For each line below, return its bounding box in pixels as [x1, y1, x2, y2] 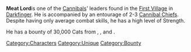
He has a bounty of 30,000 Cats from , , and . [6, 28, 116, 35]
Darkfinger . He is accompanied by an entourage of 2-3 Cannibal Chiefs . [6, 11, 179, 18]
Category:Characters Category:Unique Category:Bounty [6, 40, 141, 46]
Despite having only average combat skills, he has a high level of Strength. [6, 17, 186, 24]
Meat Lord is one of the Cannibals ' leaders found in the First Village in [6, 5, 173, 12]
